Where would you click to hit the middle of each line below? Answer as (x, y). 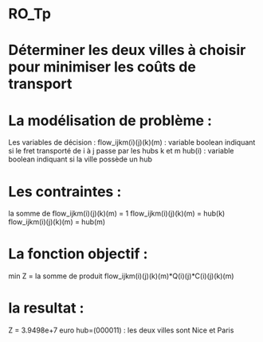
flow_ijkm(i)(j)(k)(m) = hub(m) (57, 222)
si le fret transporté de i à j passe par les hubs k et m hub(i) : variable (121, 151)
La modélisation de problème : (110, 120)
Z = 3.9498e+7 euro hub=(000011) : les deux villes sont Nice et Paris (121, 330)
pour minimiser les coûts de (102, 67)
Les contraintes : (65, 191)
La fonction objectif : (78, 254)
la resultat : (46, 308)
